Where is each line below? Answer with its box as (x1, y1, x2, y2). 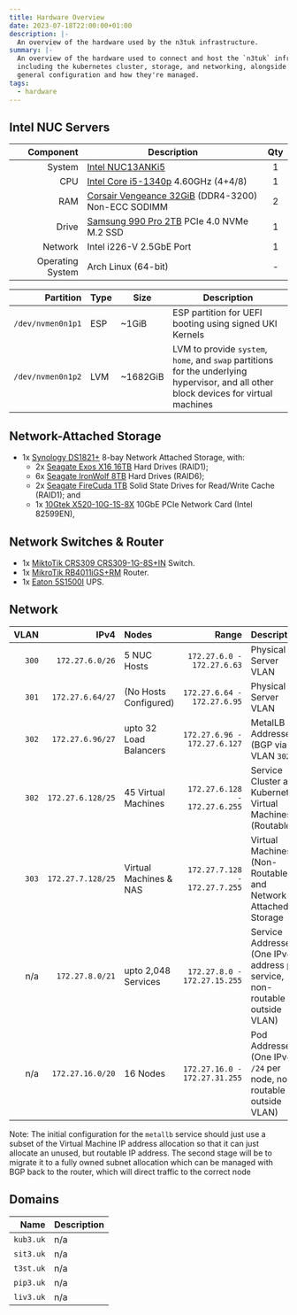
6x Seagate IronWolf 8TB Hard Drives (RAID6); (34, 471, 205, 482)
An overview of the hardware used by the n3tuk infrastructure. (17, 37, 259, 47)
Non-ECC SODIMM (87, 201, 168, 213)
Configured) (123, 696, 175, 708)
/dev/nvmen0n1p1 (13, 319, 82, 329)
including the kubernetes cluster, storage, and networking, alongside (17, 63, 287, 72)
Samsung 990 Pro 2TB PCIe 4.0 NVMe (87, 215, 249, 228)
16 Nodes (123, 1067, 166, 1079)
